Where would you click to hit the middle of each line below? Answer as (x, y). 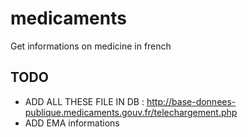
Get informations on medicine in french (91, 46)
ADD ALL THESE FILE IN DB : (84, 101)
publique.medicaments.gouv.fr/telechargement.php (131, 112)
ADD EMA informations (72, 123)
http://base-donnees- (191, 101)
